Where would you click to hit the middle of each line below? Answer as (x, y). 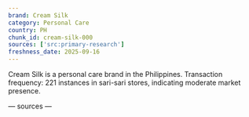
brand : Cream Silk (38, 15)
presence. (24, 91)
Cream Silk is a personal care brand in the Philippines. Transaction (115, 74)
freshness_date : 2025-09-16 (54, 52)
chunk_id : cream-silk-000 (50, 37)
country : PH (27, 30)
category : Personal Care (49, 23)
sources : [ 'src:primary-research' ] (66, 45)
